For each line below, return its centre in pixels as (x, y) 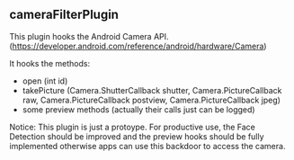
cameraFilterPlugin (64, 15)
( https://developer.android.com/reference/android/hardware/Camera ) (138, 46)
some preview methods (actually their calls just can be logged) (138, 109)
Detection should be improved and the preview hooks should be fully (137, 136)
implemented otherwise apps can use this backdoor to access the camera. (147, 146)
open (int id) (45, 81)
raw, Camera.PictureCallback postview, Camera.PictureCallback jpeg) (151, 100)
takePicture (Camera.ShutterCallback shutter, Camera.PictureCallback (152, 90)
